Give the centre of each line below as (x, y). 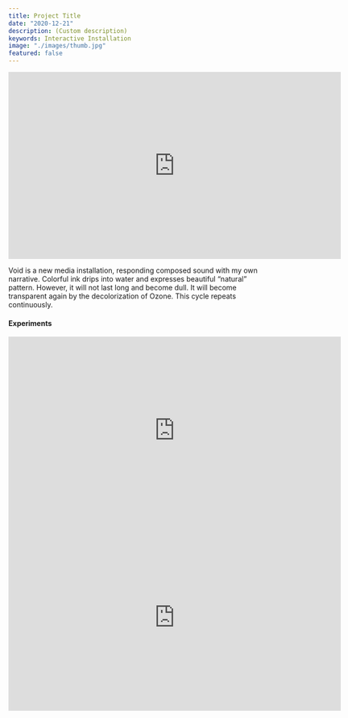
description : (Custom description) (68, 31)
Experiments (30, 323)
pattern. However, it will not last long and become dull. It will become (122, 288)
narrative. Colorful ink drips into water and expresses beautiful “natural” (128, 279)
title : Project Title (45, 16)
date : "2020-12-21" (41, 23)
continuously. (31, 305)
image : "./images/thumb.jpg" (57, 46)
